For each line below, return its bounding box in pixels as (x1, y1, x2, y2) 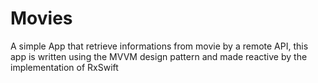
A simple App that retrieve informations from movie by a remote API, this (10, 40, 309, 52)
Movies (10, 7, 73, 30)
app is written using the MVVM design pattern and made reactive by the (10, 50, 308, 62)
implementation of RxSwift (10, 61, 119, 73)
